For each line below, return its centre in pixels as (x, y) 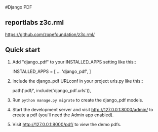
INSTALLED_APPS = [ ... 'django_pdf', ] (52, 71)
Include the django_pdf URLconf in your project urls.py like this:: (78, 81)
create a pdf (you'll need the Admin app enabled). (63, 115)
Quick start (23, 50)
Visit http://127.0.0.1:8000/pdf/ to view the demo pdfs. (67, 124)
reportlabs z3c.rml (35, 22)
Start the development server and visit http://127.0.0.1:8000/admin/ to (83, 109)
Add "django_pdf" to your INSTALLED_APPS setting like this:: (74, 62)
